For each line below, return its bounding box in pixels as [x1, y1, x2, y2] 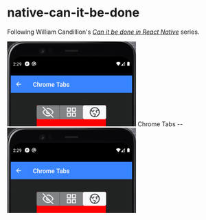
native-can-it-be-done [7, 5, 139, 21]
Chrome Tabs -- [137, 120, 183, 128]
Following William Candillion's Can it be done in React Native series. [7, 28, 200, 36]
